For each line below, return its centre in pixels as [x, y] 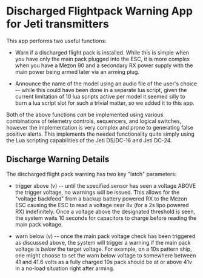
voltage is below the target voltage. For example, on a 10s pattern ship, [103, 249]
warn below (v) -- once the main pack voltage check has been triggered [105, 236]
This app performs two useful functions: [57, 41]
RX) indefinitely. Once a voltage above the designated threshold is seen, [105, 211]
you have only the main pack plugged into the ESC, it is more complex [102, 59]
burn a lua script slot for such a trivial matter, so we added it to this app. [105, 103]
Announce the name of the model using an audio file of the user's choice [106, 84]
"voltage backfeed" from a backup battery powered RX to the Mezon [101, 199]
